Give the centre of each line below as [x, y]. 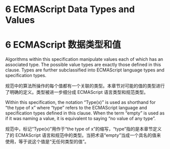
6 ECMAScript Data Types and [70, 9]
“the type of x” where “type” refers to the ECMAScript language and [76, 108]
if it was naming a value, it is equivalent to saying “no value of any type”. [80, 119]
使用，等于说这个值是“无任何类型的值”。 [47, 142]
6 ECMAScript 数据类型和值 [63, 45]
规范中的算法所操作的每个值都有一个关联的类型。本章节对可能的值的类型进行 [85, 86]
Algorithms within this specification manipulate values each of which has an [84, 59]
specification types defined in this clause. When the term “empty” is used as [85, 113]
